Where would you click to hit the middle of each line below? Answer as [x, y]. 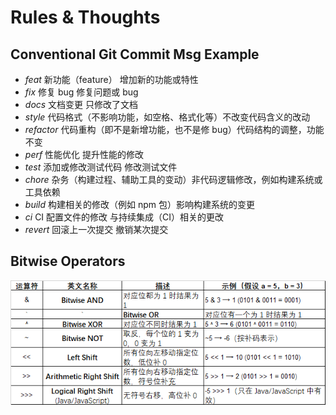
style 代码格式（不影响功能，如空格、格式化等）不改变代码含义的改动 [167, 117]
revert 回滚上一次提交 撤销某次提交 [96, 229]
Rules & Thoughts [85, 17]
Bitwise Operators [68, 261]
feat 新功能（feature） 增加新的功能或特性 [111, 79]
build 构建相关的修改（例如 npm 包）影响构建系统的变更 [139, 204]
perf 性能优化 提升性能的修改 [84, 154]
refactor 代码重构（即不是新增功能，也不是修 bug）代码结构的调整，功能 [174, 129]
